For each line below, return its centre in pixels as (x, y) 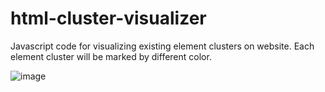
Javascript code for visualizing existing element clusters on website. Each (162, 46)
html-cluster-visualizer (108, 18)
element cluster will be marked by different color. (111, 56)
